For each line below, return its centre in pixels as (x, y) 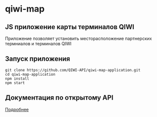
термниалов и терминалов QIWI (38, 44)
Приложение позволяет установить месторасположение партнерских (78, 38)
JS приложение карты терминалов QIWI (70, 27)
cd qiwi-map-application (30, 74)
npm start (15, 83)
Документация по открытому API (59, 98)
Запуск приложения (38, 59)
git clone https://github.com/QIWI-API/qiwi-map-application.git (73, 70)
